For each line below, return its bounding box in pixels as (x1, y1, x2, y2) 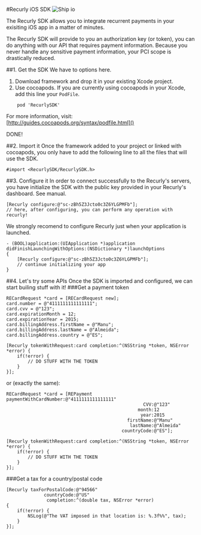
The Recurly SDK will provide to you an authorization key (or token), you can (6, 35, 195, 42)
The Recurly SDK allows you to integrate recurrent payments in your (6, 17, 175, 24)
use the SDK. (6, 155, 39, 162)
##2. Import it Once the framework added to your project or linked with (6, 142, 182, 150)
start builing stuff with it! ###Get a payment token (6, 284, 129, 291)
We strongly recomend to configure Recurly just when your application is (6, 223, 187, 229)
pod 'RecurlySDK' (17, 102, 61, 108)
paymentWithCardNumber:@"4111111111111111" (6, 396, 117, 402)
